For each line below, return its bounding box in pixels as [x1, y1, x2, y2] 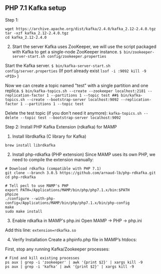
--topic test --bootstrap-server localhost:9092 [20, 115, 121, 120]
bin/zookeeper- [123, 50, 155, 54]
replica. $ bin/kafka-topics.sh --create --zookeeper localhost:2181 [5, 88, 146, 94]
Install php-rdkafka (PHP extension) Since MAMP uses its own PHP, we [12, 151, 156, 157]
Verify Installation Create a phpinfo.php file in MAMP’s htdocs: [12, 236, 137, 242]
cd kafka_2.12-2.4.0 [5, 35, 47, 40]
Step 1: [5, 17, 19, 23]
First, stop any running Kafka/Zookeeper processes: [5, 246, 110, 252]
